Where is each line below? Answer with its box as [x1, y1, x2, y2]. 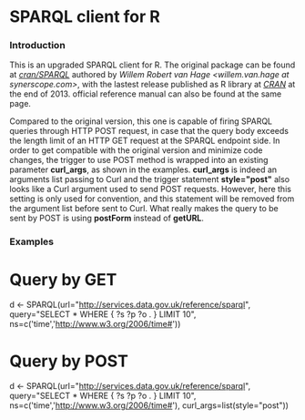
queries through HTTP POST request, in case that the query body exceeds [9, 126, 290, 137]
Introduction [9, 39, 66, 52]
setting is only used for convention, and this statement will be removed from [9, 193, 295, 204]
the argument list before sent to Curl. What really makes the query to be [9, 203, 280, 214]
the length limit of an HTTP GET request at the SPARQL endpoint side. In [9, 135, 280, 147]
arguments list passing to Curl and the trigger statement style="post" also [9, 174, 290, 185]
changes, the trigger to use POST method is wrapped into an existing [9, 155, 269, 166]
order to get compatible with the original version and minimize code [9, 145, 263, 156]
